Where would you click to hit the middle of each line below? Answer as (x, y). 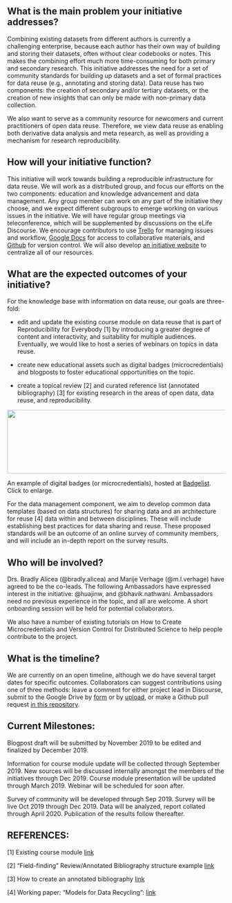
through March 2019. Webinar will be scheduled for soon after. (96, 785)
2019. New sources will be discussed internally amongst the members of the (116, 771)
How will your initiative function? (79, 162)
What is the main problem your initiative (95, 11)
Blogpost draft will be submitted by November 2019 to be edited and (104, 743)
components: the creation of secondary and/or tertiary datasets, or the (108, 90)
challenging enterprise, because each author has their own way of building (114, 46)
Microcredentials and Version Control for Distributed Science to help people (115, 629)
